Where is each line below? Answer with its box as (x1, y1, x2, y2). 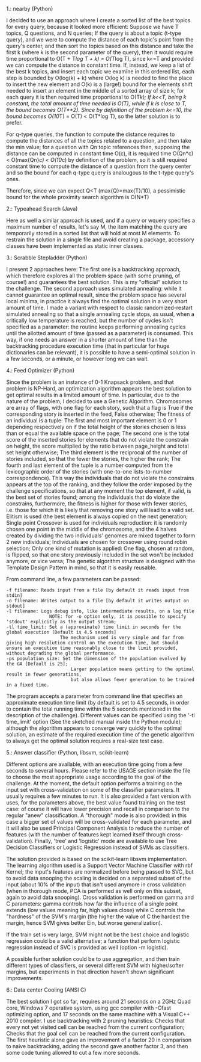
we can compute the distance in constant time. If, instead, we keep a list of (6, 61, 191, 69)
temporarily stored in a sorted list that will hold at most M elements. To (6, 230, 180, 236)
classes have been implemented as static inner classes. (6, 242, 144, 249)
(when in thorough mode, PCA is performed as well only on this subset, (6, 888, 182, 894)
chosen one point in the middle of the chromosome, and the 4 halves (6, 526, 177, 533)
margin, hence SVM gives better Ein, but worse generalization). (6, 919, 163, 926)
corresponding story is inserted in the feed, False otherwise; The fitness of (6, 410, 191, 418)
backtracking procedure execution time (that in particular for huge (6, 342, 170, 350)
